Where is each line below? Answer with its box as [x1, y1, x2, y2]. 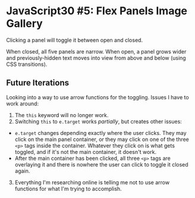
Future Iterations [6, 78, 70, 88]
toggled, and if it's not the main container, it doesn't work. [14, 148, 156, 155]
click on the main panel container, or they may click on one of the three [14, 136, 189, 143]
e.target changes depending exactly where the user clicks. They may [14, 129, 187, 136]
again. [14, 167, 30, 174]
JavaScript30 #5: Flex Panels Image [6, 4, 188, 18]
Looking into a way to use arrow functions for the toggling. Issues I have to [6, 93, 189, 100]
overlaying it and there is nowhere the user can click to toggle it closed [14, 161, 188, 168]
